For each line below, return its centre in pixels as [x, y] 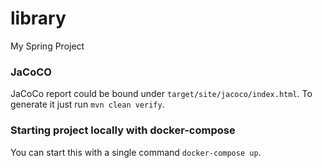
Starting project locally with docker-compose [123, 130]
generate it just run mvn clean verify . [87, 104]
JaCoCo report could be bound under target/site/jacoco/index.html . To [161, 94]
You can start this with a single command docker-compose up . [136, 152]
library [38, 18]
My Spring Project [47, 46]
